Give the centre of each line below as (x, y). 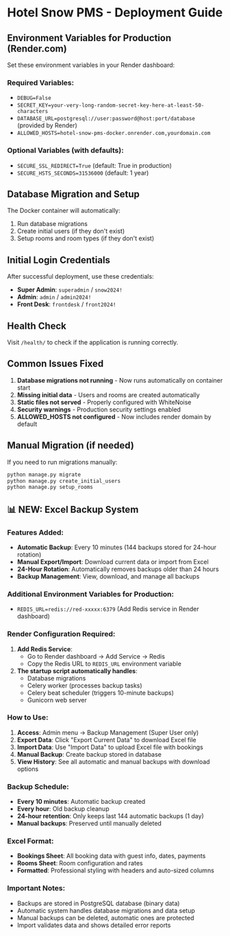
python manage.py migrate (44, 475)
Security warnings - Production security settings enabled (99, 409)
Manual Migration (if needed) (71, 445)
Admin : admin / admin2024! (54, 297)
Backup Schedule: (38, 787)
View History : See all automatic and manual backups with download (113, 761)
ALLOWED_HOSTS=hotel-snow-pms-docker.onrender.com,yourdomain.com (114, 134)
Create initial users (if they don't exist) (71, 231)
